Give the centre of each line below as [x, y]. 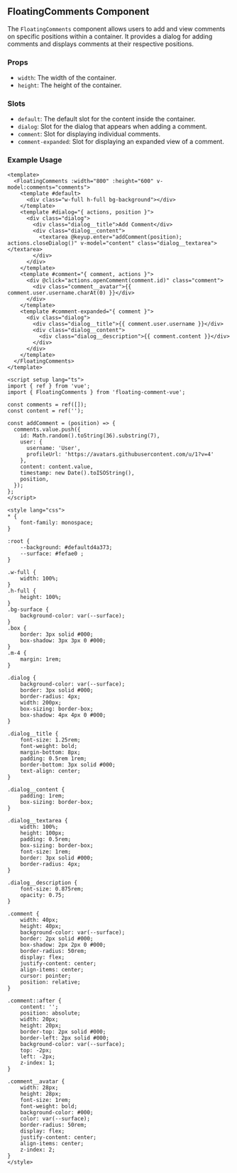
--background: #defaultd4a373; [66, 547]
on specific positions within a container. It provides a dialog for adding [110, 36]
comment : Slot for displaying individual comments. [89, 134]
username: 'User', [53, 448]
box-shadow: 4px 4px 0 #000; [63, 715]
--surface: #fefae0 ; [52, 554]
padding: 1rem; [43, 795]
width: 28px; [39, 1087]
